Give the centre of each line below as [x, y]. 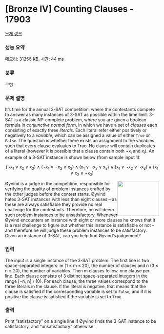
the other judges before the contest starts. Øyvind [55, 194]
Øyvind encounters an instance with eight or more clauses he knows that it [80, 220]
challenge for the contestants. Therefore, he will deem [60, 210]
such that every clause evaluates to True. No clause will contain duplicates [80, 146]
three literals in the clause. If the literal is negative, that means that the [76, 286]
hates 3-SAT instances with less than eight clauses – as [61, 200]
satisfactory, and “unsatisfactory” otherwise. [50, 326]
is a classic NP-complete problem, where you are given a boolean [80, 120]
